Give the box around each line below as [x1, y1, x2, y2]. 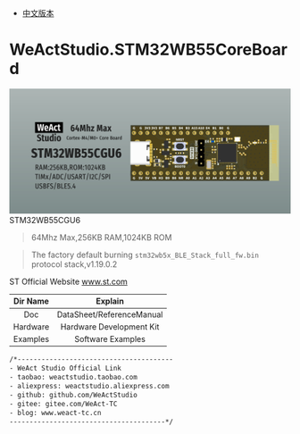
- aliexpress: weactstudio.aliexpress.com [9, 381, 170, 390]
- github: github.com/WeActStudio [9, 390, 138, 399]
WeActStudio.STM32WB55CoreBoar [9, 39, 288, 60]
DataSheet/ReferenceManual [56, 309, 163, 320]
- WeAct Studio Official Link [9, 363, 122, 372]
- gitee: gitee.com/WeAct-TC [9, 399, 118, 408]
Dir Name [12, 296, 49, 306]
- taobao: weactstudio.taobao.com [9, 372, 138, 381]
